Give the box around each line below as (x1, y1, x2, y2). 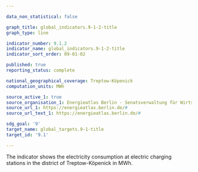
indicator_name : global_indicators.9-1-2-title (6, 46, 126, 52)
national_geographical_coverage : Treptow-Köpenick (6, 77, 133, 84)
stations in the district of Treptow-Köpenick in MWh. (6, 159, 133, 166)
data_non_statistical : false (6, 14, 78, 19)
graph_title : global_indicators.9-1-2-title (6, 24, 117, 30)
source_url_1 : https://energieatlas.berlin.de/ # (6, 105, 128, 111)
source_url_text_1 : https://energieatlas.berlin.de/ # (6, 110, 141, 116)
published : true (6, 62, 46, 68)
